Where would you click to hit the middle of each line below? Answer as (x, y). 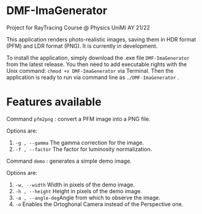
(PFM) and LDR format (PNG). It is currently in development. (82, 46)
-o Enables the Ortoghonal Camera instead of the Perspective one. (99, 204)
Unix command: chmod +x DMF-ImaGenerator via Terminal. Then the (90, 70)
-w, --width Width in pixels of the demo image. (75, 185)
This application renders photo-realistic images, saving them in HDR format (101, 39)
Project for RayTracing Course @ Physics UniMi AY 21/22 (78, 28)
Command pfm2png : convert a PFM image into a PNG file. (79, 119)
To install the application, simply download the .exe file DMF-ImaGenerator (98, 57)
